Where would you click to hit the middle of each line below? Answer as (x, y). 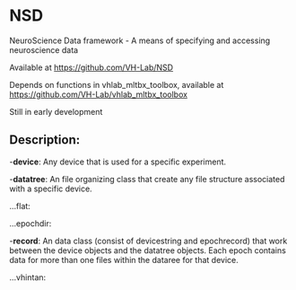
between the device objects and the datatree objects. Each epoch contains (148, 250)
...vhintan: (28, 277)
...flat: (20, 206)
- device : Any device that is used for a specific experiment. (118, 162)
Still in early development (56, 111)
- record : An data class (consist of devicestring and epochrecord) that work (148, 241)
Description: (45, 140)
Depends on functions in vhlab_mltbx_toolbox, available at (117, 84)
